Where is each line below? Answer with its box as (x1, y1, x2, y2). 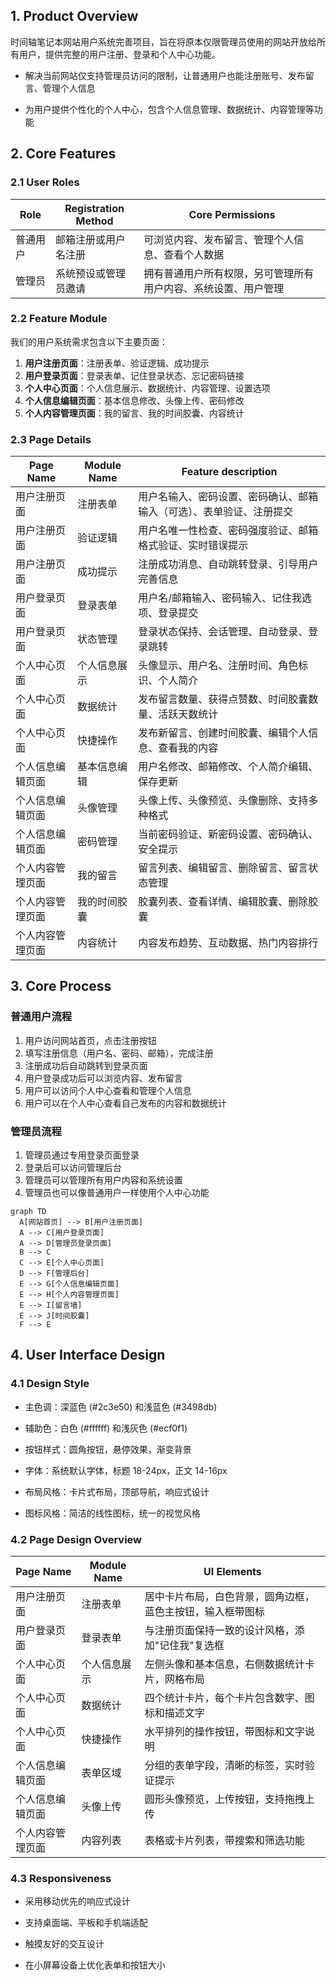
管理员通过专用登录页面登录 (24, 1149, 140, 1161)
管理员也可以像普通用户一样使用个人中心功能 (24, 1187, 210, 1199)
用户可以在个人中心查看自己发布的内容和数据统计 (24, 1097, 227, 1109)
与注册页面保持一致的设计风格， (144, 1624, 295, 1638)
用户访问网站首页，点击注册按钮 (24, 1034, 157, 1046)
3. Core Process (10, 978, 112, 995)
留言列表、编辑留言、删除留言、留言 (138, 861, 309, 875)
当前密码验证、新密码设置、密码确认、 (138, 827, 319, 841)
